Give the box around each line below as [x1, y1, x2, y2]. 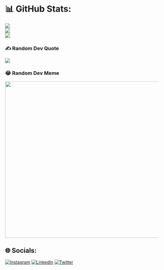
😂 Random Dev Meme [5, 70, 60, 77]
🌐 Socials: [5, 246, 37, 254]
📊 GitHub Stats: [5, 3, 72, 15]
